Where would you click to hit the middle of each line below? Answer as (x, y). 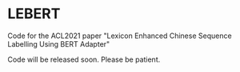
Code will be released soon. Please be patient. (84, 59)
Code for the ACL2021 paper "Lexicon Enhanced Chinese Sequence (120, 36)
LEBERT (34, 14)
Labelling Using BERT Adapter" (59, 44)
